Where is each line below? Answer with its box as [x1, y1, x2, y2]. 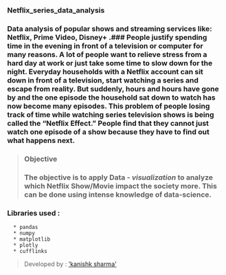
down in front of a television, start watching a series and [7, 75, 199, 85]
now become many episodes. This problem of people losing [7, 101, 210, 111]
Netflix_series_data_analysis [7, 5, 105, 15]
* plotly [13, 241, 38, 249]
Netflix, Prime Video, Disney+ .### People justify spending [7, 32, 207, 42]
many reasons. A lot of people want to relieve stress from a [7, 49, 207, 59]
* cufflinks [13, 247, 48, 254]
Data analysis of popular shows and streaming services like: [7, 23, 212, 33]
